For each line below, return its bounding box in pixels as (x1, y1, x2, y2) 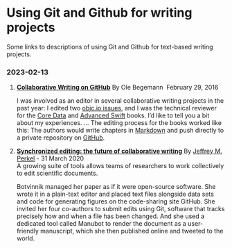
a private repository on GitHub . (16, 133, 105, 142)
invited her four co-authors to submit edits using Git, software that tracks (16, 205, 225, 213)
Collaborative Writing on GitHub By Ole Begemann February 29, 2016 (16, 83, 219, 92)
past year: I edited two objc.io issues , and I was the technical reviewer (16, 104, 217, 113)
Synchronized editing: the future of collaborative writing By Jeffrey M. (16, 147, 222, 156)
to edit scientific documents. (16, 169, 98, 178)
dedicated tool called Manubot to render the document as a (16, 220, 186, 228)
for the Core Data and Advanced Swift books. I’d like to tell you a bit (16, 111, 210, 119)
